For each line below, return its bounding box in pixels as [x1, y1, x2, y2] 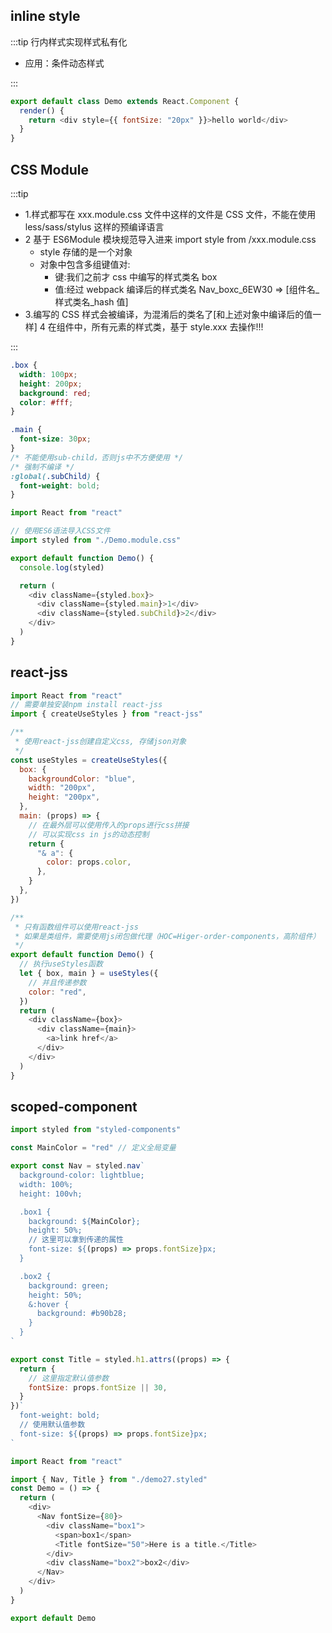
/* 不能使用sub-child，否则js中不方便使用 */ [10, 452, 184, 463]
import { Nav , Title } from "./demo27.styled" [10, 1474, 208, 1484]
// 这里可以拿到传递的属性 [28, 1235, 124, 1245]
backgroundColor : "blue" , [28, 774, 137, 784]
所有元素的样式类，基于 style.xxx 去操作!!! [91, 321, 264, 333]
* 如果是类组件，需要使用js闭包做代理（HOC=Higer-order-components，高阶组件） [14, 931, 321, 941]
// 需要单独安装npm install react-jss [10, 700, 163, 710]
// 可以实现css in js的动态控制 [28, 829, 150, 839]
